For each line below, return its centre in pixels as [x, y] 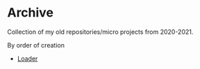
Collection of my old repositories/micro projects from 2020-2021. [100, 32]
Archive [31, 13]
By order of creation [36, 45]
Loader [27, 58]
